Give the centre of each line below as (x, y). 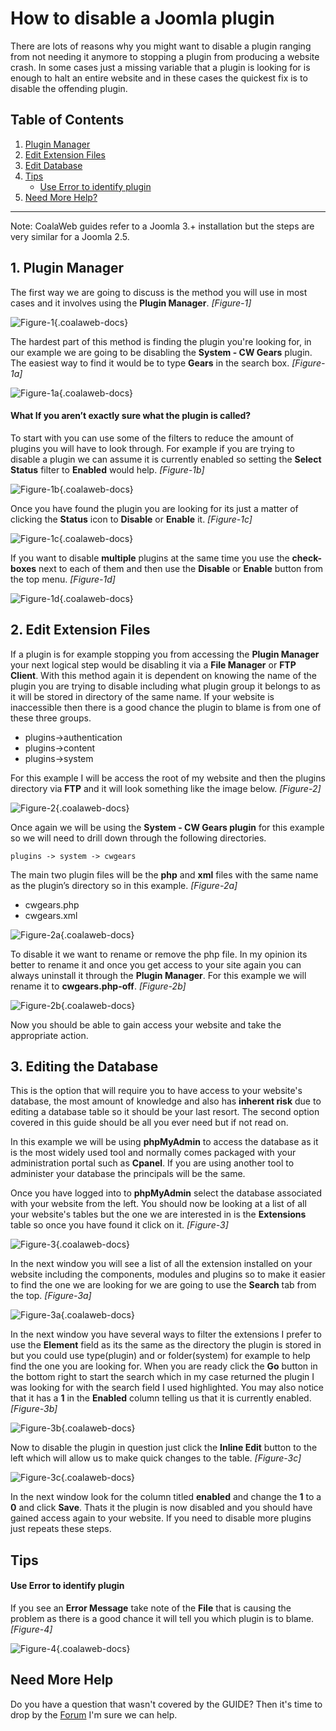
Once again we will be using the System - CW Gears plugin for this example (167, 827)
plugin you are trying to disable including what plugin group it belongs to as (165, 686)
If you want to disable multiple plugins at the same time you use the (150, 558)
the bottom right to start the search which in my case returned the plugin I (162, 1377)
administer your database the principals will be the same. (128, 1174)
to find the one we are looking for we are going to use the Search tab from (163, 1285)
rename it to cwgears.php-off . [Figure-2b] (98, 986)
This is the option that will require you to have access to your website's (156, 1091)
